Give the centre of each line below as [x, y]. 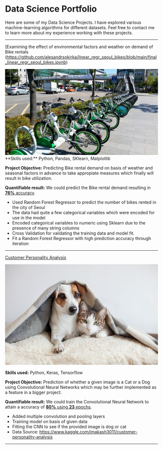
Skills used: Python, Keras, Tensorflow [44, 373]
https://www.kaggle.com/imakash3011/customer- [89, 432]
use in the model [29, 218]
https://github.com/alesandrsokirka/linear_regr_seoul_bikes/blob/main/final [81, 57]
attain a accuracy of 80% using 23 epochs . [49, 407]
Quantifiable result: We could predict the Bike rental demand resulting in [78, 188]
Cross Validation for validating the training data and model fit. [73, 233]
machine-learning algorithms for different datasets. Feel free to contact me [80, 27]
